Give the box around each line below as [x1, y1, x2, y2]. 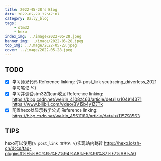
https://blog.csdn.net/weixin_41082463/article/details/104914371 [12, 96, 142, 102]
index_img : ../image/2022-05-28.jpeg [5, 34, 81, 39]
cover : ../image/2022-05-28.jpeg [5, 47, 73, 52]
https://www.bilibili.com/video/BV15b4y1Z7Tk [12, 102, 103, 107]
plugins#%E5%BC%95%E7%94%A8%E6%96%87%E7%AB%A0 [5, 151, 136, 157]
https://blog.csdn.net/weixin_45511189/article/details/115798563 [12, 113, 140, 118]
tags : [5, 20, 16, 26]
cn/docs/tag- [5, 146, 32, 151]
